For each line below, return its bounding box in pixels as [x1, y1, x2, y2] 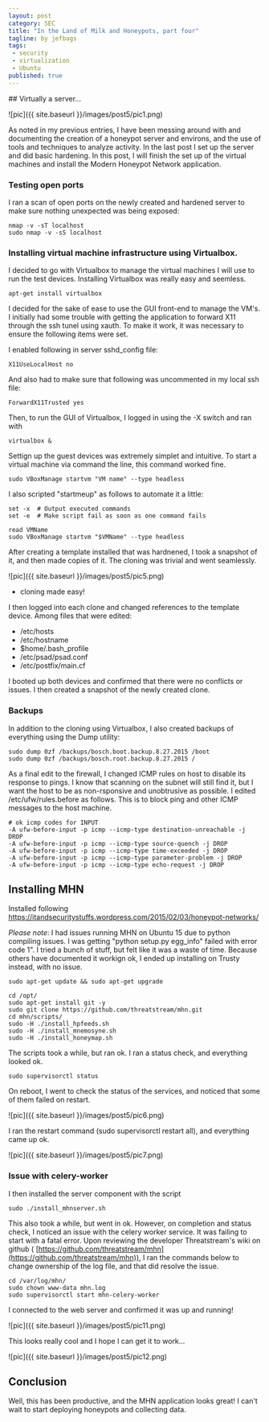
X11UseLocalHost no [8, 361, 74, 369]
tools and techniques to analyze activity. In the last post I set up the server [8, 142, 255, 151]
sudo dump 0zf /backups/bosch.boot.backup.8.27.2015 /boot [8, 748, 210, 756]
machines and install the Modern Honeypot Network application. [8, 159, 222, 169]
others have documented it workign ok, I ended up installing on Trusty [8, 954, 240, 963]
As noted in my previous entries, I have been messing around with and [8, 125, 241, 134]
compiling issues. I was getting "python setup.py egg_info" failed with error [8, 937, 258, 946]
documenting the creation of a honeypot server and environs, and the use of [8, 134, 262, 143]
